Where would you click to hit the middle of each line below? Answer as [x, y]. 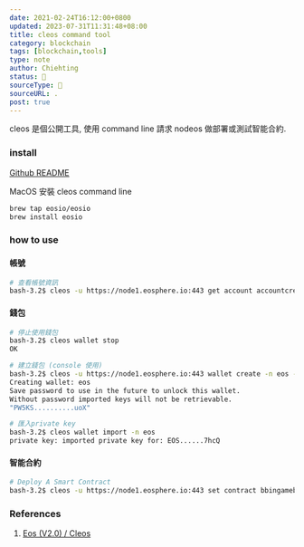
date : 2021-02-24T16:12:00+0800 [70, 18]
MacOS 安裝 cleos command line [71, 191]
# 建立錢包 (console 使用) [56, 366]
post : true [30, 102]
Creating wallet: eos [50, 382]
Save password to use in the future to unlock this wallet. [125, 390]
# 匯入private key [43, 424]
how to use [34, 240]
